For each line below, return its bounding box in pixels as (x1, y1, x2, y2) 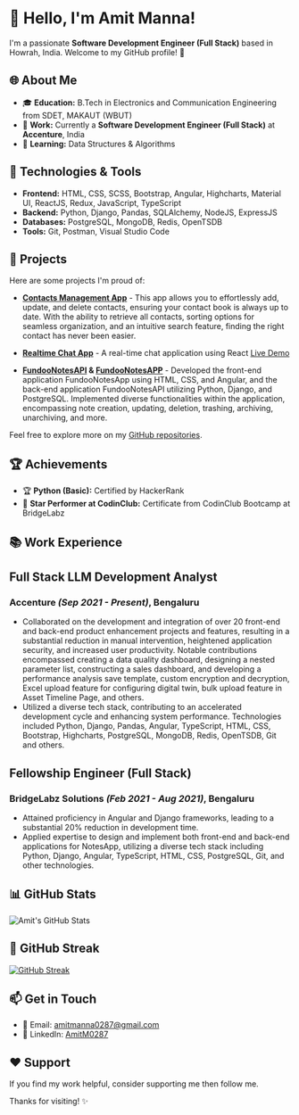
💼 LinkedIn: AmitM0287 (21, 1029, 109, 1040)
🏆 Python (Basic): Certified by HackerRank (21, 485, 185, 496)
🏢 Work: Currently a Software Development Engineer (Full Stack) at (21, 120, 275, 130)
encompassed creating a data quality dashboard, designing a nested (21, 655, 275, 665)
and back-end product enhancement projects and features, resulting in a (21, 626, 290, 637)
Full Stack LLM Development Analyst (9, 569, 218, 584)
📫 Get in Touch (9, 991, 97, 1006)
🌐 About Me (9, 73, 78, 88)
